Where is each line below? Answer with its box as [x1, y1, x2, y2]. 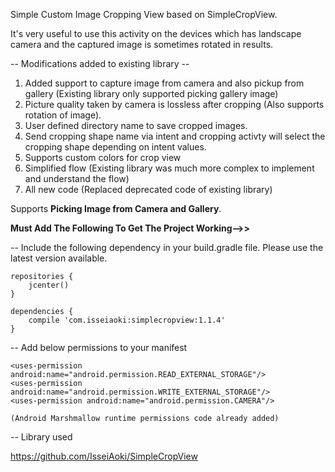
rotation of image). [24, 109, 102, 121]
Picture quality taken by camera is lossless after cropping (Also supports [24, 99, 325, 110]
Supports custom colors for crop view [24, 152, 182, 163]
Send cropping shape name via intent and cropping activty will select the [24, 130, 326, 142]
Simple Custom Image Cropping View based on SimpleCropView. [10, 9, 278, 20]
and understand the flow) [24, 173, 130, 184]
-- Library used [10, 431, 73, 443]
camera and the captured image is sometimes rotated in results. [10, 39, 274, 50]
